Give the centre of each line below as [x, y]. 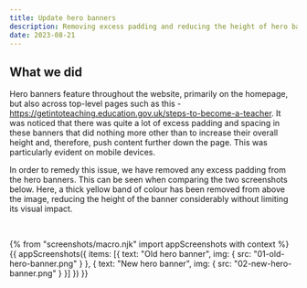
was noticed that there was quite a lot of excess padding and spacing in [145, 123]
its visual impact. [41, 209]
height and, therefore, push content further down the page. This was [138, 143]
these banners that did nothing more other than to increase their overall [144, 133]
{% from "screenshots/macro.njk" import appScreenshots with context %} [149, 244]
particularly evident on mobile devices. [83, 153]
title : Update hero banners [63, 18]
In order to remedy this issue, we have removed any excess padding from [148, 170]
